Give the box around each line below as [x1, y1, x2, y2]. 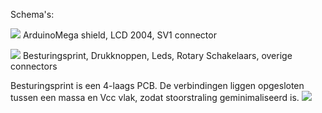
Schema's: [10, 9, 55, 20]
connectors [10, 60, 58, 72]
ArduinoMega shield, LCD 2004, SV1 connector [22, 29, 217, 41]
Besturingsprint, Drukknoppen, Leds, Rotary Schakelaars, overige [22, 50, 293, 61]
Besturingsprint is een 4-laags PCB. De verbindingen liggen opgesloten [10, 80, 305, 91]
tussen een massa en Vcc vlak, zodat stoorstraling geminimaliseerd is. [10, 92, 300, 103]
